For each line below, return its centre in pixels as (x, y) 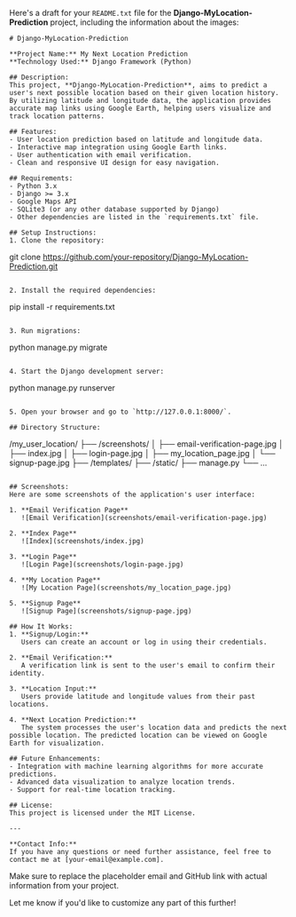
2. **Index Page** (43, 534)
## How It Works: (41, 627)
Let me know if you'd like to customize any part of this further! (123, 903)
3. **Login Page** (43, 557)
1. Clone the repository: (57, 241)
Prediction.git (34, 266)
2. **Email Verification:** (61, 658)
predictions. (33, 774)
